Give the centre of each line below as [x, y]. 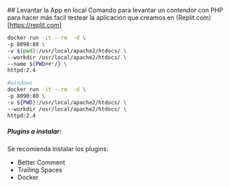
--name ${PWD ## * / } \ [38, 64]
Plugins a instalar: [34, 132]
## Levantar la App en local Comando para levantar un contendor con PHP [115, 10]
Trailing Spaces [40, 170]
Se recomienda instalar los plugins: [58, 149]
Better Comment [41, 162]
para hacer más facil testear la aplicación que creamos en [91, 18]
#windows [20, 83]
